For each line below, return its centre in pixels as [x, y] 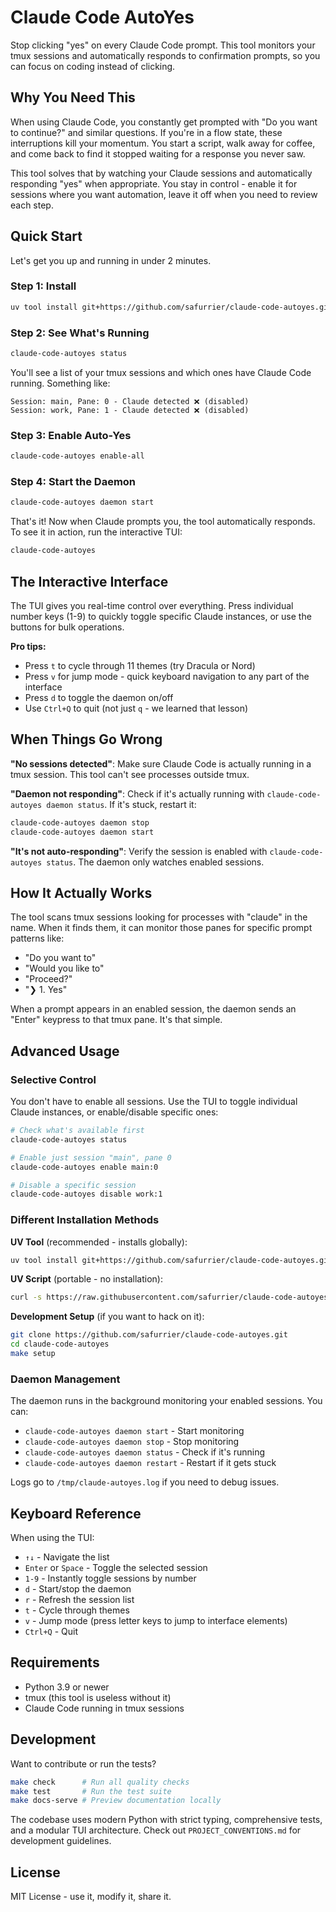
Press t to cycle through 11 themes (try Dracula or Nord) [140, 665]
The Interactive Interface [89, 581]
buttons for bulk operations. [67, 627]
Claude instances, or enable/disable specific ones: [114, 1112]
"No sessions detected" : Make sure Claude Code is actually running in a [161, 763]
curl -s [26, 1297]
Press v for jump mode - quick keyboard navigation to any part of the [167, 676]
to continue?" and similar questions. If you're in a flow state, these [146, 132]
